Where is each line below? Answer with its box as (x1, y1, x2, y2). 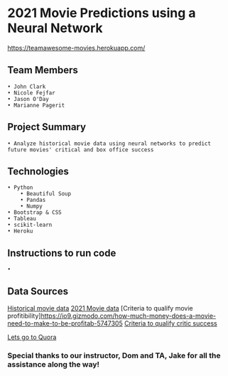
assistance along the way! (7, 359, 100, 369)
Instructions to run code (7, 247, 116, 259)
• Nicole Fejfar (7, 89, 55, 97)
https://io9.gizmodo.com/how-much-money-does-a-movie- (40, 311, 217, 320)
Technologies (7, 165, 70, 177)
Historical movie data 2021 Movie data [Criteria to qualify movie (7, 304, 193, 312)
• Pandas (20, 197, 46, 204)
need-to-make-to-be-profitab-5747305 (7, 319, 123, 328)
